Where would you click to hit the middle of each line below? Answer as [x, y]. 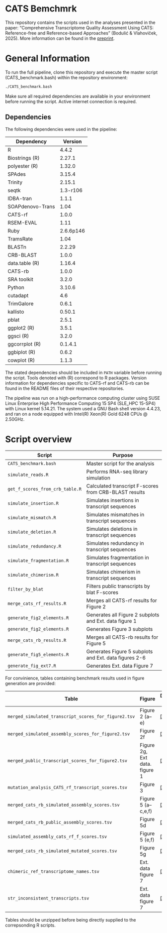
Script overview [39, 439]
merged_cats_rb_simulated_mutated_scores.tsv [62, 851]
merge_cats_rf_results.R [37, 603]
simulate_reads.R [28, 474]
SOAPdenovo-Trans [31, 206]
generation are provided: [31, 683]
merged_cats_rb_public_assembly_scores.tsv [60, 822]
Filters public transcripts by [118, 586]
